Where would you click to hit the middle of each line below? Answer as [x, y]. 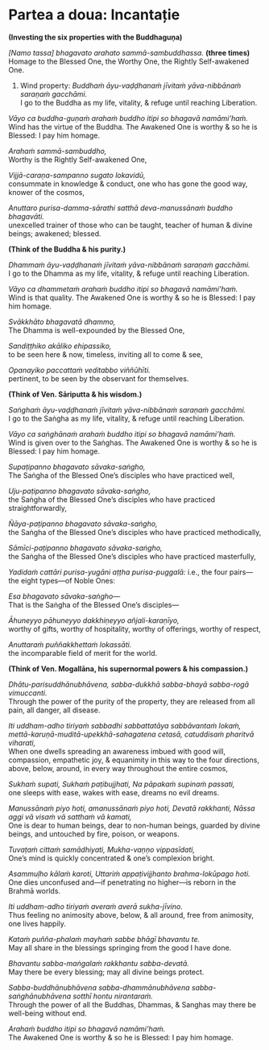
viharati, [22, 742]
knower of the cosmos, [47, 192]
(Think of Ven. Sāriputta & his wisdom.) [75, 394]
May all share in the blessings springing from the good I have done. [120, 948]
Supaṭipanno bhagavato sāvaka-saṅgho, [77, 467]
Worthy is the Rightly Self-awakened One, [78, 160]
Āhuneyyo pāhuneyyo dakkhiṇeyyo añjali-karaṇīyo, [94, 620]
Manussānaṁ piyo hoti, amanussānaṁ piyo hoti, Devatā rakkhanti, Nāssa [132, 808]
